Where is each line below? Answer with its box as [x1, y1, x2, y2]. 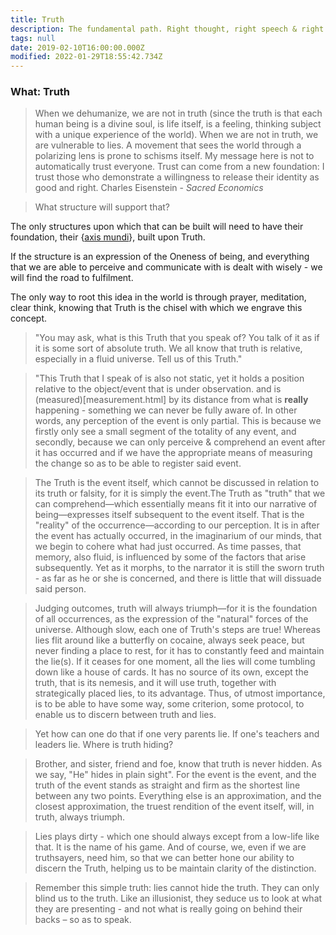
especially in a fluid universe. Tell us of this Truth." [34, 353, 243, 365]
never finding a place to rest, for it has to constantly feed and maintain [34, 645, 325, 657]
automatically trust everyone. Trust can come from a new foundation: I [34, 161, 325, 173]
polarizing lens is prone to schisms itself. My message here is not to [34, 150, 315, 162]
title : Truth [10, 14, 65, 25]
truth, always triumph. [34, 811, 126, 823]
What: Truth [10, 85, 71, 99]
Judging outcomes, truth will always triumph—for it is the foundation [34, 602, 318, 615]
